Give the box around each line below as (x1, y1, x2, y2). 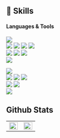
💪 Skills (6, 6, 34, 16)
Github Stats (6, 104, 53, 115)
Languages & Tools (6, 22, 55, 30)
